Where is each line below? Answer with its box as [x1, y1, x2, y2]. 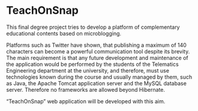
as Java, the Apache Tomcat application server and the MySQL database [6, 79, 187, 87]
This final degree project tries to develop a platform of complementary [6, 23, 180, 31]
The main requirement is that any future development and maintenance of [6, 54, 189, 61]
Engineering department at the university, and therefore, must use [6, 67, 170, 74]
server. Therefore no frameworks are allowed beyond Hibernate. [6, 86, 166, 93]
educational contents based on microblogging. [6, 29, 122, 37]
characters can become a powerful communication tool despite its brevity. [6, 47, 190, 55]
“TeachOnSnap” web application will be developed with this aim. [6, 97, 166, 105]
